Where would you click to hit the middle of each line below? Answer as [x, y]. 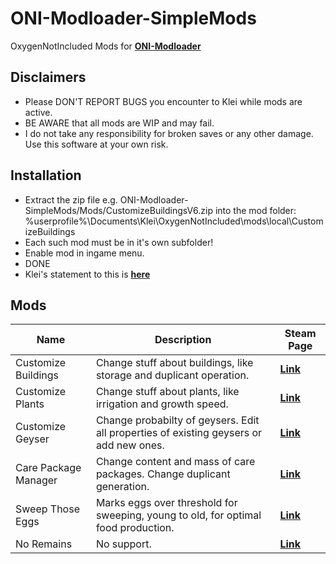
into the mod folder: [255, 210]
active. [38, 112]
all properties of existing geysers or [179, 433]
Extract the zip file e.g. [71, 199]
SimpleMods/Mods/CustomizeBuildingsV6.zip [118, 210]
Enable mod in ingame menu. [84, 253]
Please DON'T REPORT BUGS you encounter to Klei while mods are [163, 101]
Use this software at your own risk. [96, 144]
